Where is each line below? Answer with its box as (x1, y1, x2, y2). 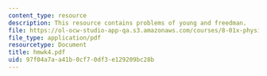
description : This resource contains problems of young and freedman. (8, 19, 247, 27)
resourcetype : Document (8, 41, 87, 49)
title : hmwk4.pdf (8, 48, 66, 56)
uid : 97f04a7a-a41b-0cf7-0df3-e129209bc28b (8, 56, 155, 64)
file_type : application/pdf (8, 33, 102, 42)
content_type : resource (8, 11, 87, 20)
